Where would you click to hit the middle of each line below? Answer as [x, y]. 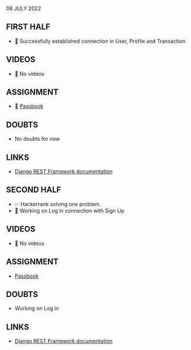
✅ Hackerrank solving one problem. [58, 204]
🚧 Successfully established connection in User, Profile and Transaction [100, 41]
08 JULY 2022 [24, 9]
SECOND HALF [34, 190]
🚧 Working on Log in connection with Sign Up [69, 210]
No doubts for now [37, 139]
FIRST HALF [28, 27]
